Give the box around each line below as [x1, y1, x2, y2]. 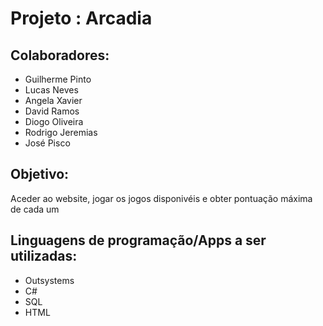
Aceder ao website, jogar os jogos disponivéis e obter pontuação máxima [10, 192, 313, 204]
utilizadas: [10, 248, 78, 265]
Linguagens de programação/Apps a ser [10, 232, 267, 249]
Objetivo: [10, 166, 70, 183]
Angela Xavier [24, 95, 83, 106]
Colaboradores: [10, 47, 110, 64]
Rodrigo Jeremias [24, 127, 98, 138]
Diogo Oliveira [24, 116, 84, 127]
